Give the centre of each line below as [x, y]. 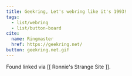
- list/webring [30, 22]
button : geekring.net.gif [38, 50]
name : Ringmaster [33, 39]
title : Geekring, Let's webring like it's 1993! [67, 11]
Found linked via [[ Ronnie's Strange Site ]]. [58, 67]
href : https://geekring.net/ [47, 45]
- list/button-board [36, 28]
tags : [13, 17]
